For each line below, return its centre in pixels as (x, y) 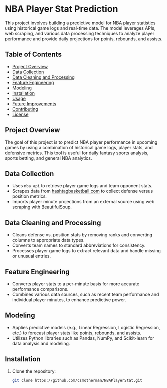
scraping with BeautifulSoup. (42, 207)
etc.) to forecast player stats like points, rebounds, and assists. (77, 333)
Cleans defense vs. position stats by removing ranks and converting (82, 235)
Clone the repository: (34, 371)
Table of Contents (34, 55)
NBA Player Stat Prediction (62, 9)
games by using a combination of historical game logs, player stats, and (79, 147)
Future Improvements (34, 104)
